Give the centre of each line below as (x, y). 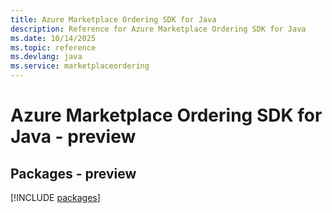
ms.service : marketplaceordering (80, 66)
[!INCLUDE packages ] (55, 197)
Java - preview (73, 137)
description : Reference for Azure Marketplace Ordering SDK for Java (158, 29)
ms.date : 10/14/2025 (53, 38)
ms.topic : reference (53, 47)
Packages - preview (73, 173)
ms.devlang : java (46, 57)
